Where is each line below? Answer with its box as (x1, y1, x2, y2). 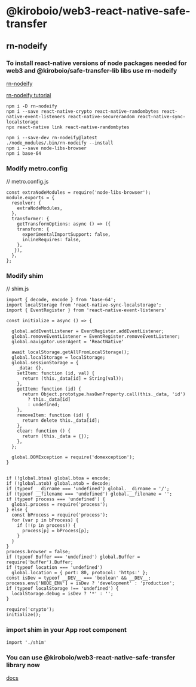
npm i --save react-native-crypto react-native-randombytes (6, 108, 160, 115)
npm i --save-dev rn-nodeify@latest (6, 134, 97, 140)
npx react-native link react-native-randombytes (6, 124, 130, 130)
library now (6, 661, 40, 669)
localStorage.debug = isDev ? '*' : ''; (11, 591, 114, 597)
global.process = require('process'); (11, 502, 109, 508)
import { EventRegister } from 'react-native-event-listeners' (6, 307, 167, 313)
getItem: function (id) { (17, 386, 82, 392)
